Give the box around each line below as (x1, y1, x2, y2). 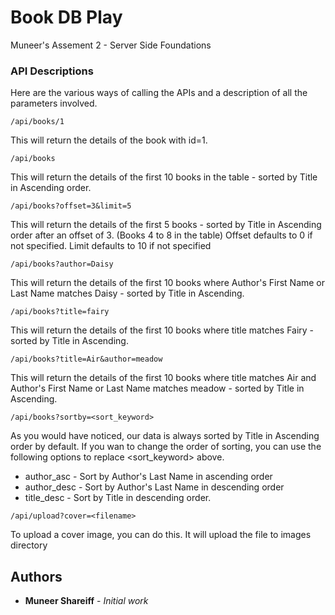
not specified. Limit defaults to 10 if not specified (10, 240, 212, 252)
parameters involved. (10, 97, 98, 110)
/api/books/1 (10, 117, 65, 127)
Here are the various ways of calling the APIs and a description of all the (10, 87, 308, 99)
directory (10, 539, 48, 551)
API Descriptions (10, 64, 94, 78)
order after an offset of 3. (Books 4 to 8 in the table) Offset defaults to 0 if (10, 229, 313, 241)
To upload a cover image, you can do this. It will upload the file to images (10, 529, 312, 541)
